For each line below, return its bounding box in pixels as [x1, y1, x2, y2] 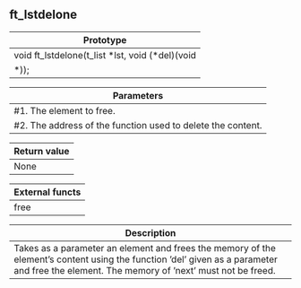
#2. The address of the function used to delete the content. [13, 118, 262, 131]
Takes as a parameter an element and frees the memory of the [13, 241, 276, 254]
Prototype [83, 33, 127, 46]
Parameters [112, 89, 164, 101]
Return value [13, 144, 70, 157]
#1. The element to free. [13, 104, 116, 117]
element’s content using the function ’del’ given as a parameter [13, 253, 278, 266]
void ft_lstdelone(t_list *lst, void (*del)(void [13, 48, 197, 61]
